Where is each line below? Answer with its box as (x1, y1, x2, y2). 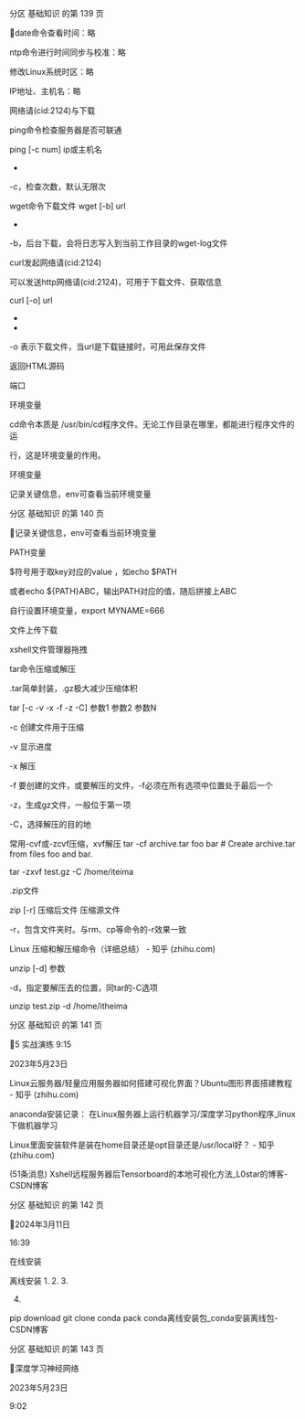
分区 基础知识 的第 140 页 (9, 508, 105, 518)
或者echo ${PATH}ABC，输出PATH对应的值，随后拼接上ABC (9, 586, 237, 596)
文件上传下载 (9, 624, 58, 635)
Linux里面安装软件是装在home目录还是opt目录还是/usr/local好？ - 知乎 (9, 1139, 276, 1150)
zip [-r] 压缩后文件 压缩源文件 (9, 904, 121, 915)
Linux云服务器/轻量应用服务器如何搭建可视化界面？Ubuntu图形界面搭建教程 (9, 1078, 292, 1088)
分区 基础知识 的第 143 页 (9, 1343, 105, 1354)
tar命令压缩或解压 (9, 664, 76, 674)
